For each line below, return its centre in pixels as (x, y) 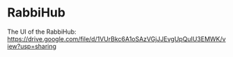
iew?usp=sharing (32, 46)
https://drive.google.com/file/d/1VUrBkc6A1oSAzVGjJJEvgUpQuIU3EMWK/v (116, 38)
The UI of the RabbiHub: (42, 32)
